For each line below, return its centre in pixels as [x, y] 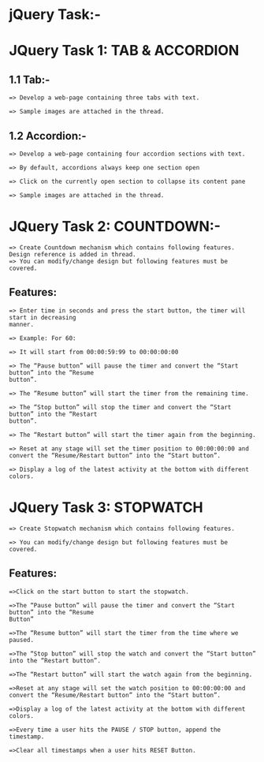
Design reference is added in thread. [73, 254]
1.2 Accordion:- [48, 136]
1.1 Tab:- [30, 79]
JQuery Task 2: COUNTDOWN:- [115, 227]
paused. [22, 640]
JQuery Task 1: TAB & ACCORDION [124, 51]
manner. [22, 324]
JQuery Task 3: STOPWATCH [106, 507]
